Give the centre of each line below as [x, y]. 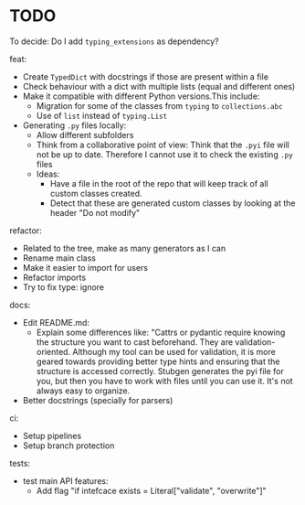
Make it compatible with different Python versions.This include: [141, 96]
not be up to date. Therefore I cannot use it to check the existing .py [165, 154]
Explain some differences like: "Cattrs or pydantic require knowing [161, 332]
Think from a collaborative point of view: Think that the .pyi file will [163, 145]
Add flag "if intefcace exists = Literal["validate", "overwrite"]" [151, 490]
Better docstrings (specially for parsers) [98, 400]
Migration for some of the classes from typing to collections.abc [159, 105]
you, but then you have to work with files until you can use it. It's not [165, 381]
